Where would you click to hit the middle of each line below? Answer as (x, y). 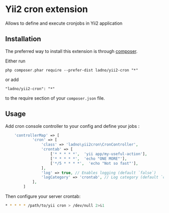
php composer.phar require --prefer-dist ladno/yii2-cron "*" (72, 70)
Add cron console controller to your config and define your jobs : (72, 126)
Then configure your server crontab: (43, 196)
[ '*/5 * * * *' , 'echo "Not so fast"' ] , (94, 163)
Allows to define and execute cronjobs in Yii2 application (64, 23)
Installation (23, 39)
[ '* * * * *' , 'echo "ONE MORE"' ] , (89, 159)
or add (12, 80)
